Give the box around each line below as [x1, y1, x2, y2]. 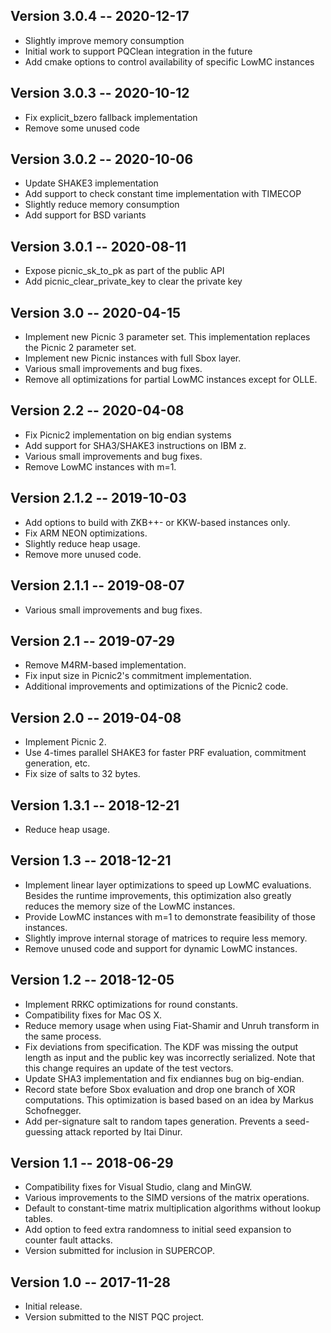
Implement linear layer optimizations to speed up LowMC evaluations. [24, 879, 312, 891]
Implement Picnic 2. [24, 736, 107, 748]
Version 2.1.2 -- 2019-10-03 [10, 490, 187, 507]
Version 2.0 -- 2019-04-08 [10, 709, 182, 726]
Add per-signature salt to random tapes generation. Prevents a [24, 1115, 283, 1127]
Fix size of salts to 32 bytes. [24, 768, 141, 780]
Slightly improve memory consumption [24, 34, 185, 46]
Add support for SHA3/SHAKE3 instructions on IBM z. [24, 439, 247, 451]
